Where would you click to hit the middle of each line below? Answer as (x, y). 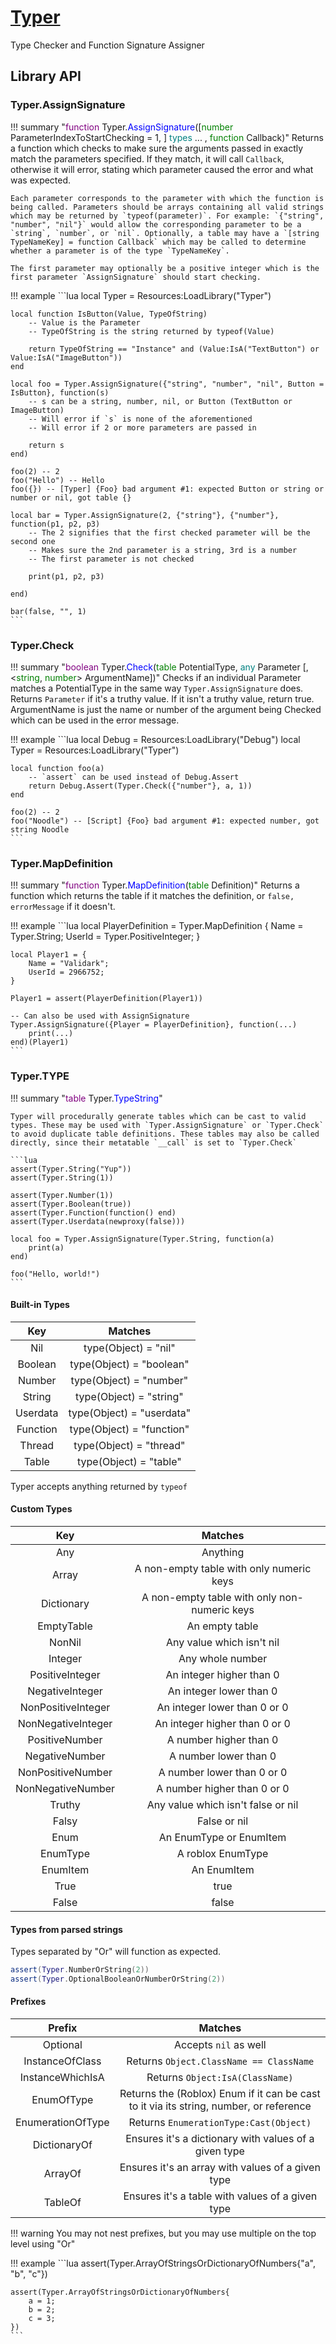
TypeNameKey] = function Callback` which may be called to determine (158, 242)
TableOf (62, 2203)
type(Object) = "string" (129, 1396)
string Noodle (40, 829)
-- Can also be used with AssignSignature (100, 1016)
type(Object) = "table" (129, 1461)
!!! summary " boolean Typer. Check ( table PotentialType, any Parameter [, (159, 667)
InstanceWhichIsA (62, 2078)
